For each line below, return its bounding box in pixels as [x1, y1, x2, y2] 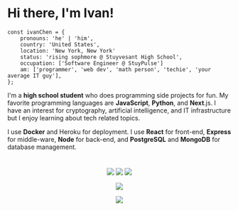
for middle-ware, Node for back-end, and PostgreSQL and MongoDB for [7, 135, 221, 143]
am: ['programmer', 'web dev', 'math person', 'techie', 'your [20, 66, 212, 73]
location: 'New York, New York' [20, 47, 116, 54]
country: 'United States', [20, 41, 100, 48]
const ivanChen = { [7, 29, 65, 36]
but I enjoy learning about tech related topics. [7, 113, 141, 122]
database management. [7, 143, 77, 151]
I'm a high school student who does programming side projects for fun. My [7, 91, 229, 99]
